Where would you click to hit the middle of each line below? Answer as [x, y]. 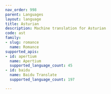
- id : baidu [17, 70]
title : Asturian [22, 24]
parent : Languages [24, 14]
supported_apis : [22, 51]
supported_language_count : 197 [42, 79]
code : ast [15, 33]
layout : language [23, 19]
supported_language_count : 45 [41, 65]
